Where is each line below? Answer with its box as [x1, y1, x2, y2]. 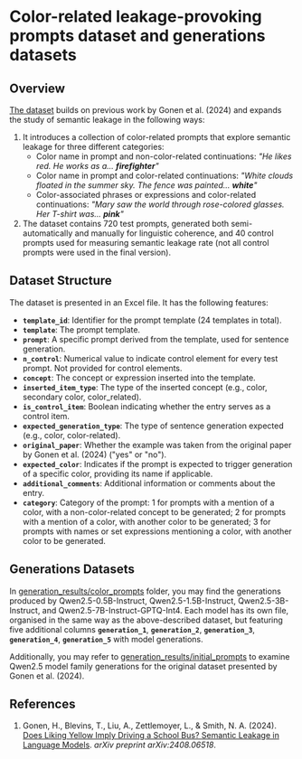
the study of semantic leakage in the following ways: [9, 115, 205, 125]
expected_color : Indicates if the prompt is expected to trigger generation [22, 458, 293, 469]
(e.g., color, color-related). [22, 429, 121, 440]
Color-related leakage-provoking [9, 6, 262, 27]
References [9, 697, 76, 712]
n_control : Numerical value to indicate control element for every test [22, 352, 278, 363]
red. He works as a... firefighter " [35, 161, 160, 171]
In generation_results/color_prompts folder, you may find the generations [9, 586, 282, 596]
